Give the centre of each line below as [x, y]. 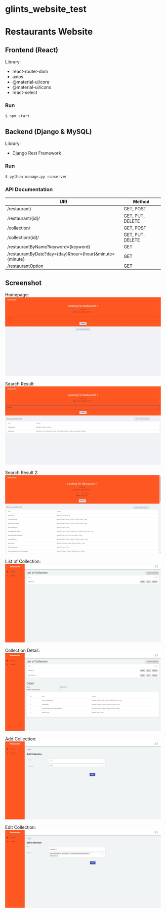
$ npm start [17, 116]
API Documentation [29, 190]
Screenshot [23, 283]
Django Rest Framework [37, 153]
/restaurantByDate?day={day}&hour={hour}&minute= [61, 254]
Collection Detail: [22, 650]
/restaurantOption [25, 266]
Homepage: [17, 295]
